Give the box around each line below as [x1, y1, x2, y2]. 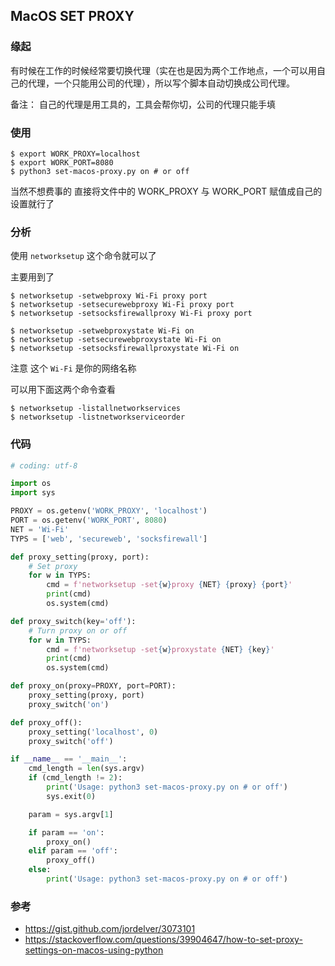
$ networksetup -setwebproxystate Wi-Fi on [10, 326, 195, 336]
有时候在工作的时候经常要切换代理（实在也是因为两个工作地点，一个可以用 [10, 64, 317, 76]
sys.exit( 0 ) [46, 791, 97, 801]
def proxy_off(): [10, 717, 83, 728]
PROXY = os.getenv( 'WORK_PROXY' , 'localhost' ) [10, 506, 208, 516]
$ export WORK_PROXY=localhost [10, 149, 141, 159]
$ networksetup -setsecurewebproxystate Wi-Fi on [10, 335, 222, 345]
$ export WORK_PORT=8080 [10, 157, 114, 168]
